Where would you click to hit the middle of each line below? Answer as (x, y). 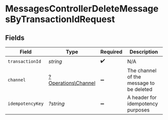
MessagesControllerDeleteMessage (82, 9)
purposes (138, 110)
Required (111, 52)
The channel (142, 70)
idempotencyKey (26, 104)
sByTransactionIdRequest (60, 19)
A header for (142, 97)
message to (141, 83)
